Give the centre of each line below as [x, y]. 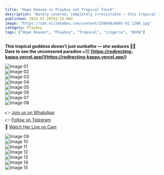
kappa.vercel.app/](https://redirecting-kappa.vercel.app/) [66, 57]
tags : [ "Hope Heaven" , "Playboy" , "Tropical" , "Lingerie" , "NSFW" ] [75, 32]
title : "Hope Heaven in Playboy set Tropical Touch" [60, 10]
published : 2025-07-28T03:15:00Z [39, 19]
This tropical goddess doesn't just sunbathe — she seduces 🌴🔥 [70, 46]
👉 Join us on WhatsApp [30, 112]
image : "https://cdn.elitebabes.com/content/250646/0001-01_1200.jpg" [78, 23]
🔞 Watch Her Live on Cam [31, 127]
